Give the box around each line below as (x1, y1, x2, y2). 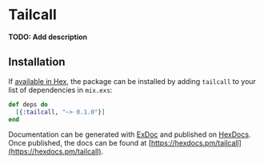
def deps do (8, 100, 48, 109)
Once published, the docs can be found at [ (8, 138, 152, 148)
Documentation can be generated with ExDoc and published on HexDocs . (8, 130, 251, 139)
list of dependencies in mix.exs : (8, 85, 113, 94)
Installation (8, 55, 66, 69)
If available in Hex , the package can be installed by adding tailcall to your (8, 76, 256, 86)
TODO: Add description (8, 32, 88, 42)
